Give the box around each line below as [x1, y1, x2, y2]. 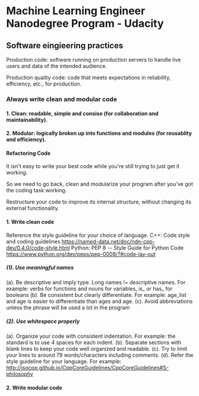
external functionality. [6, 205, 59, 212]
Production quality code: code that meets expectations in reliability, [6, 74, 171, 81]
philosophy [6, 370, 34, 378]
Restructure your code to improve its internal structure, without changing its [6, 198, 192, 205]
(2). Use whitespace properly [6, 318, 80, 325]
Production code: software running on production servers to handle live [6, 56, 181, 63]
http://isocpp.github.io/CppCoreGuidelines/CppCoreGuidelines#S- [6, 364, 169, 372]
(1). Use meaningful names [6, 264, 74, 271]
